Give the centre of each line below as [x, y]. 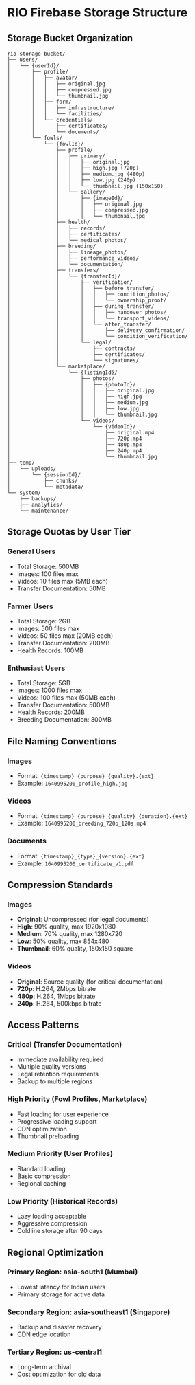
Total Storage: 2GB [43, 621]
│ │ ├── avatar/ [42, 78]
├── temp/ [21, 463]
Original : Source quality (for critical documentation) [90, 982]
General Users [31, 551]
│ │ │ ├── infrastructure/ [61, 108]
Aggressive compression [52, 1223]
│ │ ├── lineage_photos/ [67, 252]
